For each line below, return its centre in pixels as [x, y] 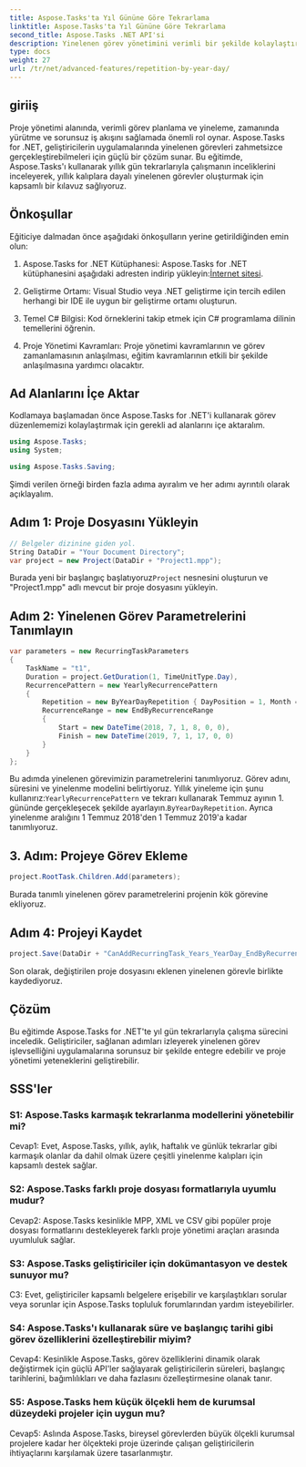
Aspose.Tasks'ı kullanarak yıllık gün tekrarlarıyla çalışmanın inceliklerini [143, 166]
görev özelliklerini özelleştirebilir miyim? [101, 1339]
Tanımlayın [41, 630]
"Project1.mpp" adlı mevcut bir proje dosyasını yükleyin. [114, 588]
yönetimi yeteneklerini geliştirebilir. [74, 1060]
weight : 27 [30, 60]
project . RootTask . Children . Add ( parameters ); [95, 877]
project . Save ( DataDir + [55, 953]
